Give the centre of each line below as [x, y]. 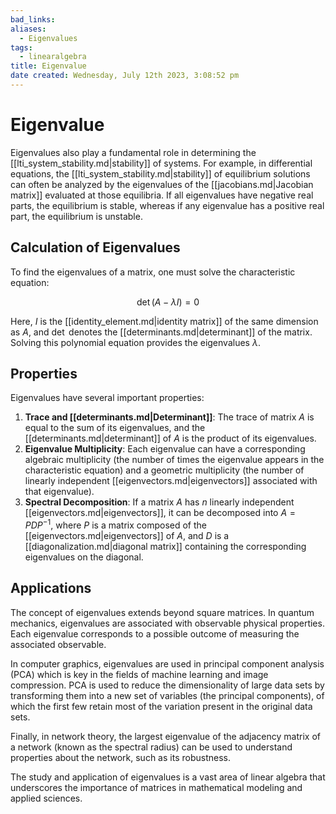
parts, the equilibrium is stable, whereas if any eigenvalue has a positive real [167, 205]
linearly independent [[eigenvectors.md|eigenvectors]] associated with [171, 481]
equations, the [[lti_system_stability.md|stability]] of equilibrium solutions [160, 173]
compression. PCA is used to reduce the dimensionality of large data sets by [167, 685]
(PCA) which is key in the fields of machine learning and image [139, 674]
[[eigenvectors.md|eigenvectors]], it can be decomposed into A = [160, 513]
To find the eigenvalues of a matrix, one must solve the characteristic [153, 272]
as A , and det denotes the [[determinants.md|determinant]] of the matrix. [161, 332]
